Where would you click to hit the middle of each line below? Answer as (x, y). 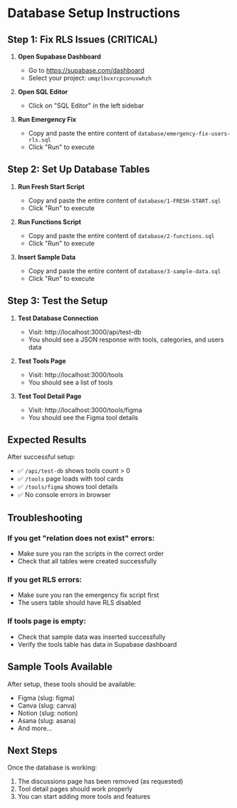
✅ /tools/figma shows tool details (68, 487)
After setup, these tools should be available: (72, 684)
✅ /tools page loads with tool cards (70, 479)
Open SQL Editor (43, 92)
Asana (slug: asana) (47, 720)
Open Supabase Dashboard (59, 56)
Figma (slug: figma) (46, 697)
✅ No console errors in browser (64, 495)
